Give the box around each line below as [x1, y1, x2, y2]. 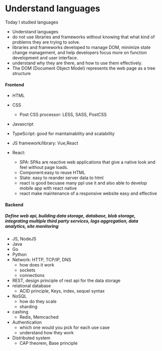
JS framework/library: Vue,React [12, 140, 78, 146]
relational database [12, 283, 51, 289]
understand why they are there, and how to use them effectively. [12, 60, 143, 66]
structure [12, 70, 31, 76]
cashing [12, 309, 28, 315]
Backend [5, 202, 23, 208]
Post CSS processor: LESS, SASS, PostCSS [19, 111, 107, 118]
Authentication [12, 319, 42, 325]
